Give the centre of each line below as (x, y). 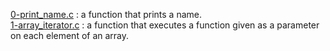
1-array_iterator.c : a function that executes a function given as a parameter (165, 25)
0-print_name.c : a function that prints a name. (106, 14)
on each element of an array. (70, 35)
